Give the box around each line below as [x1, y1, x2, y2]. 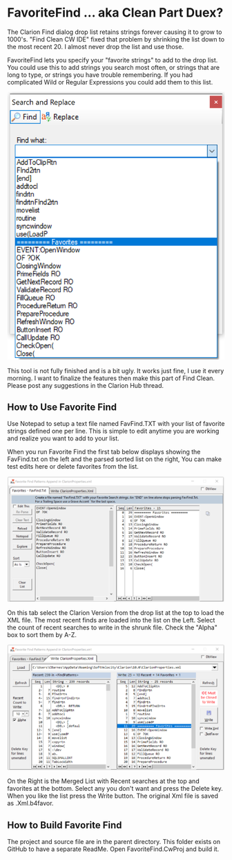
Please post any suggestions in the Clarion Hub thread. [7, 381, 164, 389]
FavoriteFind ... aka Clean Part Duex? [7, 5, 224, 21]
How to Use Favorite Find [7, 402, 117, 413]
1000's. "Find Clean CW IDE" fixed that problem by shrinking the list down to [7, 35, 225, 43]
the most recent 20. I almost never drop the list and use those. [7, 42, 184, 51]
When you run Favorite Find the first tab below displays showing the [7, 448, 201, 456]
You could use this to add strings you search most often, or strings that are [7, 63, 220, 71]
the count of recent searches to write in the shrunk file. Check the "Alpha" [7, 623, 217, 631]
